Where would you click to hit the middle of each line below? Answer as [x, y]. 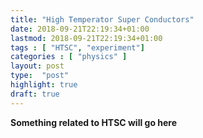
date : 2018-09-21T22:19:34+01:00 [80, 29]
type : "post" [40, 76]
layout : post [37, 66]
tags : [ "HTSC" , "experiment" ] [77, 47]
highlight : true [44, 85]
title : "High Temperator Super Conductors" [102, 19]
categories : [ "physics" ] [69, 57]
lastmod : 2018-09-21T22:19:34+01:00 [86, 38]
